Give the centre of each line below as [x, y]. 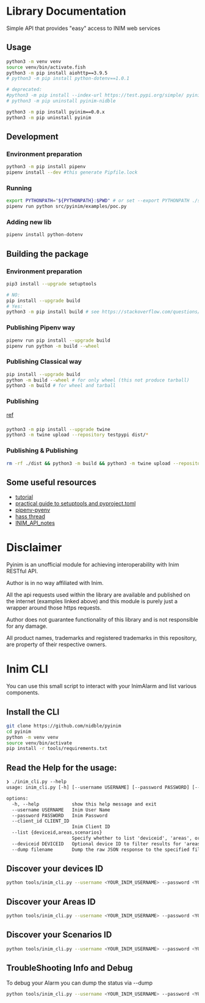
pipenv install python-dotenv [45, 235]
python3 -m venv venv [34, 61]
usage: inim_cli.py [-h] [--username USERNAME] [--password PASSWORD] [98, 788]
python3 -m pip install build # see [53, 312]
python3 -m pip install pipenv [46, 167]
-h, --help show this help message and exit [84, 804]
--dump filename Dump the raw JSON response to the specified [101, 850]
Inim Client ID [91, 827]
